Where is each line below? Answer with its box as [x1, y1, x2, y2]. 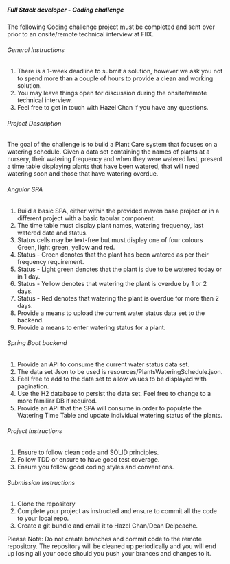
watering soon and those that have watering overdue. [7, 169, 159, 178]
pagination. [16, 381, 49, 390]
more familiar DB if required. [16, 397, 97, 405]
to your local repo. [16, 515, 69, 523]
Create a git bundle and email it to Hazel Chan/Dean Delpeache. [16, 521, 198, 530]
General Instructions [7, 45, 65, 54]
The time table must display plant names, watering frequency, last [16, 221, 204, 229]
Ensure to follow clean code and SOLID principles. [16, 448, 159, 456]
